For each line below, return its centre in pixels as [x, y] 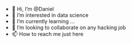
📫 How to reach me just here [48, 34]
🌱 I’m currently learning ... [43, 21]
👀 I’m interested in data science [50, 15]
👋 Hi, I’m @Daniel [33, 9]
